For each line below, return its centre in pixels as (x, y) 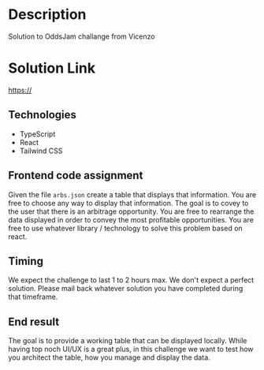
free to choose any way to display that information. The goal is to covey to (128, 203)
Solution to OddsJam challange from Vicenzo (82, 36)
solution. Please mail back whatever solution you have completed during (126, 289)
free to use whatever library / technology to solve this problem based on (125, 228)
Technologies (43, 115)
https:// (20, 90)
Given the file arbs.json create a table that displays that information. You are (132, 194)
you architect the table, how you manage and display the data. (109, 357)
